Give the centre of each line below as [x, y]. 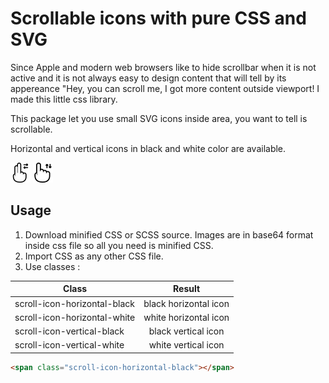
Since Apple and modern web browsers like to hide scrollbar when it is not [163, 67]
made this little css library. [64, 99]
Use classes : [52, 266]
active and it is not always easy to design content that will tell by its [148, 78]
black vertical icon [186, 331]
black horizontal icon [186, 303]
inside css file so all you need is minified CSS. [119, 245]
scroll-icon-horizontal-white [75, 317]
